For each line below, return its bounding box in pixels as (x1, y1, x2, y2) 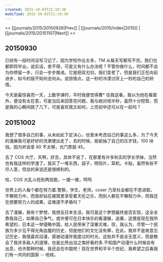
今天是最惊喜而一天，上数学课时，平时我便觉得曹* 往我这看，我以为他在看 (5, 92, 153, 98)
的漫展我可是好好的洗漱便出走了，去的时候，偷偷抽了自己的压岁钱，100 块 (5, 138, 154, 144)
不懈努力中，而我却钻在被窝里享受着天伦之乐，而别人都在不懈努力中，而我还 (5, 193, 158, 199)
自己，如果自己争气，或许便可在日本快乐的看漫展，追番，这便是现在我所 (13, 216, 158, 221)
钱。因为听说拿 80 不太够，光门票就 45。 (5, 144, 87, 150)
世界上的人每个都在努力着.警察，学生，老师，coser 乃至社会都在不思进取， (5, 187, 155, 193)
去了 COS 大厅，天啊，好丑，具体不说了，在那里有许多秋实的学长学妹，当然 (5, 154, 157, 160)
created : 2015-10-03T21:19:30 (5, 7, 66, 12)
